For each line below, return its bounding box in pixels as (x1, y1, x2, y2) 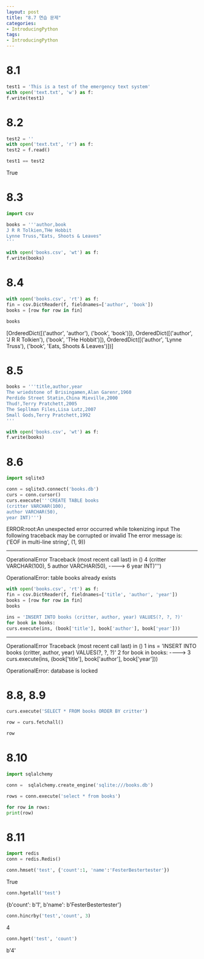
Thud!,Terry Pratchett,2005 (6, 401, 78, 407)
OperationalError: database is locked (6, 667, 98, 674)
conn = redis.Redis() (6, 856, 61, 863)
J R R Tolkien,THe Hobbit (6, 227, 72, 234)
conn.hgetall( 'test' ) (6, 889, 61, 896)
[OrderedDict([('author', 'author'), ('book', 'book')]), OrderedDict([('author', (6, 329, 193, 337)
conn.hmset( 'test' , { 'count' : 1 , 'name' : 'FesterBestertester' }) (6, 867, 170, 874)
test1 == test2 (6, 158, 45, 165)
